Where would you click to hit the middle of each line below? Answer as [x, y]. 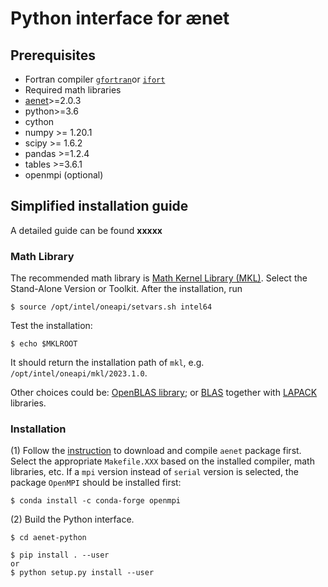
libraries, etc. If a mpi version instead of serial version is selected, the [154, 472]
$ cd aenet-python [48, 538]
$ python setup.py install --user [82, 573]
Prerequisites [53, 55]
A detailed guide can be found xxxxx [86, 230]
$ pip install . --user [60, 555]
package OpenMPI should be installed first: [96, 483]
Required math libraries [73, 90]
